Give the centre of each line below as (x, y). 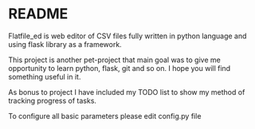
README (38, 14)
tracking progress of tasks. (53, 100)
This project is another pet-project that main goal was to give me (114, 60)
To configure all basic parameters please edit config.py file (105, 115)
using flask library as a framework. (65, 44)
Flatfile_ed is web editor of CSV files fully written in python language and (127, 36)
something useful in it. (45, 76)
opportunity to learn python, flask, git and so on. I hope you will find (120, 68)
